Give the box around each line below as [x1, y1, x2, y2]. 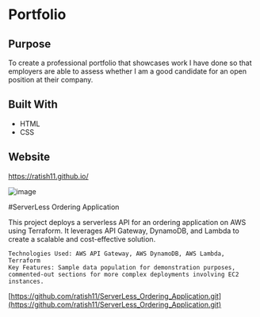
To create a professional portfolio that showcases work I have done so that [8, 58, 252, 67]
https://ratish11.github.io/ [8, 171, 89, 181]
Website [8, 151, 50, 164]
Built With [8, 97, 58, 112]
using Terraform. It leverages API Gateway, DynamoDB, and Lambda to [8, 226, 239, 235]
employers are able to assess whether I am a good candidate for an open [8, 67, 247, 76]
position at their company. [8, 75, 94, 84]
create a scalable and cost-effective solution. [8, 234, 156, 243]
